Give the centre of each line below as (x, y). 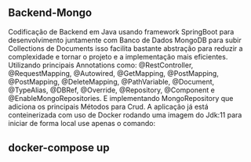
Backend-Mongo (50, 13)
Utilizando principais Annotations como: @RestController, (101, 65)
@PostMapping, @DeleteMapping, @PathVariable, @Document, (111, 81)
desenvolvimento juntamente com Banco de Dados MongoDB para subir (125, 40)
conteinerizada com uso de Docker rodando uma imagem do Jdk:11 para (125, 115)
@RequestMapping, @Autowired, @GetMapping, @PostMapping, (114, 73)
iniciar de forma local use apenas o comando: (82, 123)
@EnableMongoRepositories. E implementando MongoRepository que (121, 98)
